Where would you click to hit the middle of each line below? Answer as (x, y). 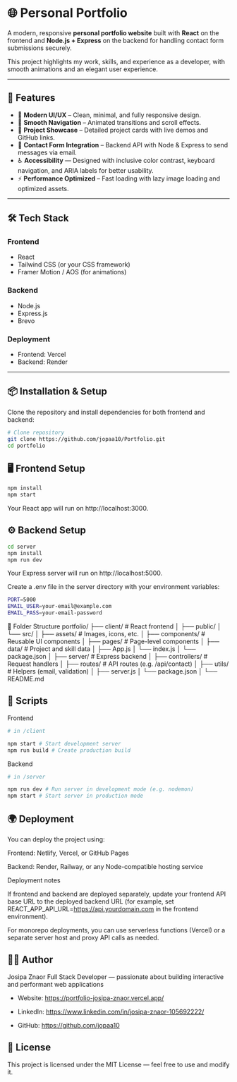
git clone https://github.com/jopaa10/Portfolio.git (86, 439)
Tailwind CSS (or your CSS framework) (74, 265)
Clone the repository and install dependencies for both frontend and (107, 412)
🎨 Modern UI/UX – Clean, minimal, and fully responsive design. (109, 115)
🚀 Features (31, 98)
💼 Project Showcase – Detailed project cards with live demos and (113, 130)
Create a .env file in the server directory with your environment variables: (114, 587)
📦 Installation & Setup (57, 392)
